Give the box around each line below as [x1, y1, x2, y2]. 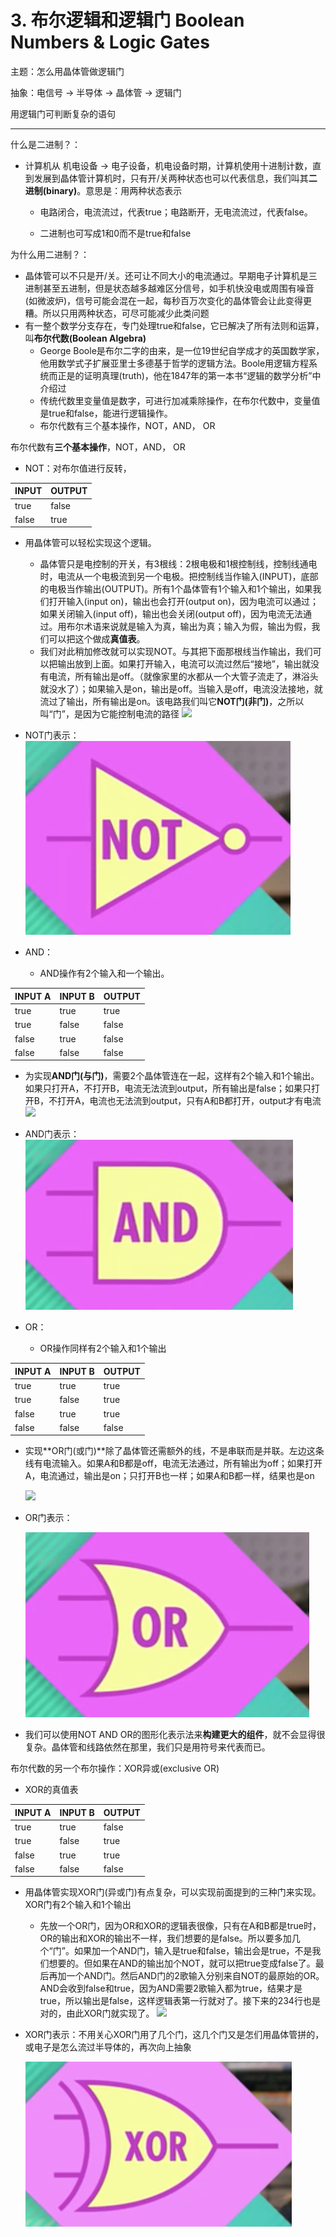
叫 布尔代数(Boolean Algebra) [24, 332, 147, 344]
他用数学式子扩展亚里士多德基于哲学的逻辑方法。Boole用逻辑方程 [39, 357, 310, 369]
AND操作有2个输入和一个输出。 [39, 967, 170, 980]
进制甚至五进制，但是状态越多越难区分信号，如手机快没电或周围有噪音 [24, 282, 315, 294]
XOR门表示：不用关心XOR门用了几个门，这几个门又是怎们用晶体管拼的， [24, 2029, 325, 2041]
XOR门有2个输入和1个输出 [24, 1899, 132, 1911]
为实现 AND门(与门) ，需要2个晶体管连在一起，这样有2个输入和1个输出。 [24, 1070, 320, 1082]
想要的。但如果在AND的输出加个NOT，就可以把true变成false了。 [48, 1957, 316, 1970]
